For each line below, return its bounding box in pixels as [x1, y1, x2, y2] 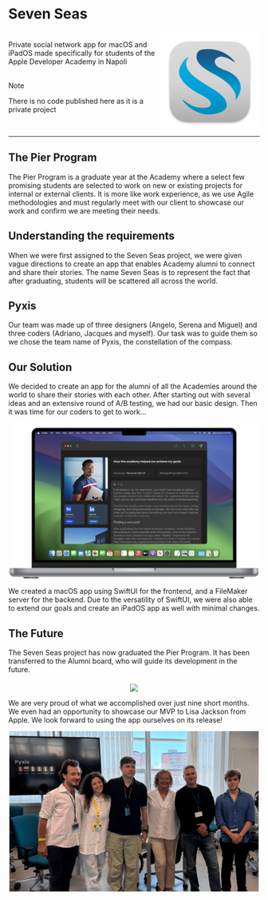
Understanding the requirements [8, 229, 175, 243]
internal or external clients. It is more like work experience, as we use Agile [8, 189, 254, 198]
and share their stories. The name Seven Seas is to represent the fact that [8, 267, 251, 277]
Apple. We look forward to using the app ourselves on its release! [8, 715, 223, 725]
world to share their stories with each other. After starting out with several [8, 390, 251, 400]
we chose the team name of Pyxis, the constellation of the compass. [8, 337, 233, 347]
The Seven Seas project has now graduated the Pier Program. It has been [8, 648, 250, 658]
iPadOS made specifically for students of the [8, 48, 156, 58]
